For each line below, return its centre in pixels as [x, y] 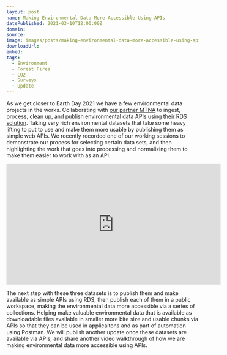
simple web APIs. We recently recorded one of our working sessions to [96, 136]
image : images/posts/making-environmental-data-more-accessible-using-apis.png [111, 40]
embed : [15, 52]
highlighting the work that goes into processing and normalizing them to [97, 149]
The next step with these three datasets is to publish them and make [92, 293]
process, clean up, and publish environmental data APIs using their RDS [97, 116]
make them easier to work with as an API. [58, 155]
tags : [13, 58]
